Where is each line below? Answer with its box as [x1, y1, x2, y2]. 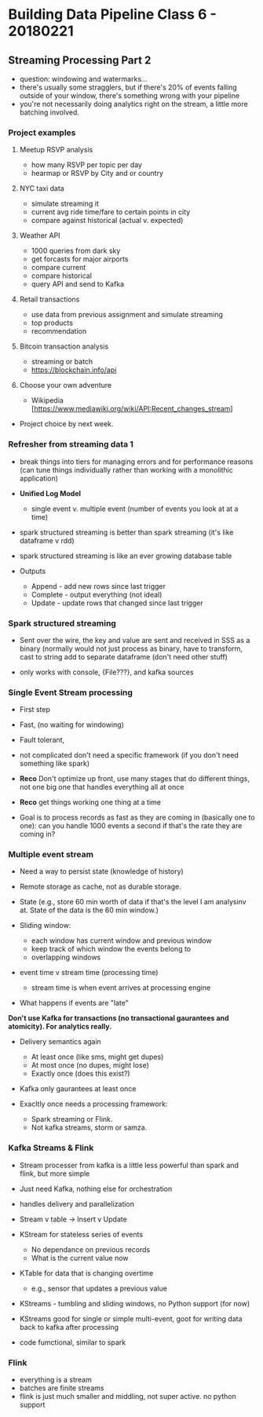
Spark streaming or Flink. [31, 1115, 113, 1124]
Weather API [19, 231, 60, 240]
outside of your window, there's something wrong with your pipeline [19, 91, 240, 100]
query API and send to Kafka [31, 279, 124, 289]
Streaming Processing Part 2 [8, 53, 152, 67]
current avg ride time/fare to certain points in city [31, 207, 191, 217]
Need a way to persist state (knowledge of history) [19, 867, 184, 876]
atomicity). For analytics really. [8, 1022, 112, 1032]
